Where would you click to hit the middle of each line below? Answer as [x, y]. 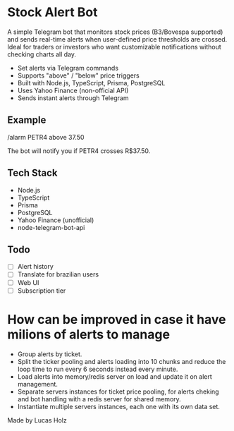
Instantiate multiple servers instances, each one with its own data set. [119, 406]
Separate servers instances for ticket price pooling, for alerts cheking [118, 391]
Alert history [36, 267]
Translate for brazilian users [58, 274]
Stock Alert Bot [53, 12]
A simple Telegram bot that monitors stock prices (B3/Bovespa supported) [115, 32]
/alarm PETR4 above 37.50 [46, 137]
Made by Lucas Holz [37, 420]
